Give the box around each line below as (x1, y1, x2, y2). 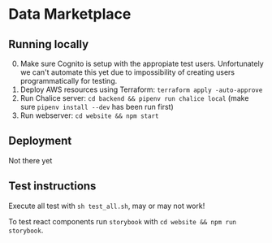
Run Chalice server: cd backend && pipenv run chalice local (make (19, 93, 249, 102)
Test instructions (8, 180, 97, 193)
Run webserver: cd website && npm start (19, 111, 159, 120)
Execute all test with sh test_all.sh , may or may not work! (8, 201, 205, 210)
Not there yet (8, 155, 53, 165)
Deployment (8, 134, 72, 148)
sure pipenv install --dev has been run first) (19, 102, 174, 111)
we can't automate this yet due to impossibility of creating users (19, 67, 235, 77)
